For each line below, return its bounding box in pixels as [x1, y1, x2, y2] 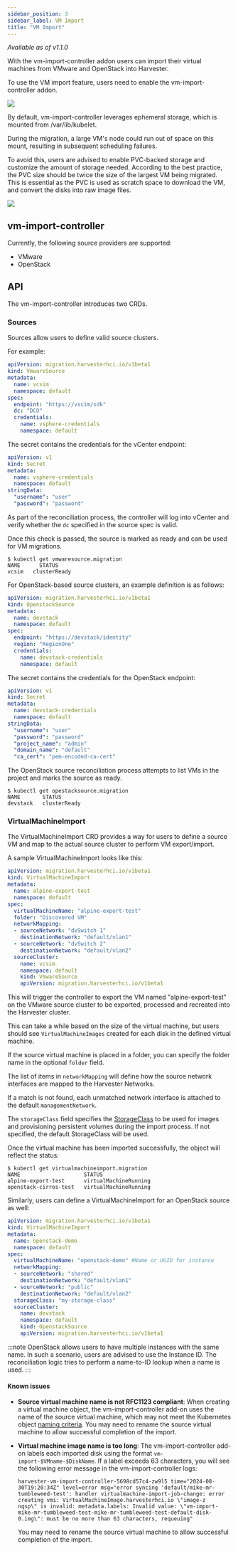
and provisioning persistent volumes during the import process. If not [7, 1122, 210, 1131]
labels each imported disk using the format [27, 1449, 153, 1458]
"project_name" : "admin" [13, 740, 87, 747]
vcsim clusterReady [7, 568, 72, 575]
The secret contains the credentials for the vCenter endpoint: [7, 440, 187, 448]
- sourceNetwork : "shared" [13, 1271, 94, 1278]
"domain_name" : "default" [13, 746, 91, 754]
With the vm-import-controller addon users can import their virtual [7, 57, 202, 65]
